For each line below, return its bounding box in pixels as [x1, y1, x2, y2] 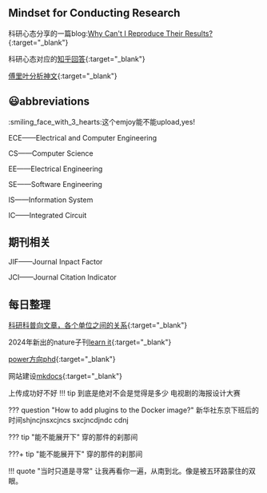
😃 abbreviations [8, 95, 90, 109]
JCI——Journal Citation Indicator [8, 272, 118, 282]
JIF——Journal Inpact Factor [8, 257, 103, 267]
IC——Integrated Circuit [8, 210, 87, 220]
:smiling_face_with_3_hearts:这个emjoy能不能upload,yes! [8, 117, 196, 126]
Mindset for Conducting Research [8, 6, 181, 20]
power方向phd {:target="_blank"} [8, 355, 116, 364]
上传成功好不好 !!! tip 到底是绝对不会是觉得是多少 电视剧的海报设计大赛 [8, 388, 241, 398]
